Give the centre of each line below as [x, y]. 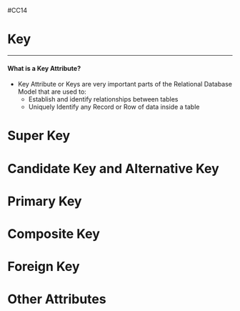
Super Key [39, 136]
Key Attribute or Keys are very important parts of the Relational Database [125, 84]
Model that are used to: [52, 92]
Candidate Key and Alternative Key [113, 168]
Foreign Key [44, 267]
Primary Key [45, 201]
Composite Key [54, 233]
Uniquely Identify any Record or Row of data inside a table [114, 107]
